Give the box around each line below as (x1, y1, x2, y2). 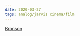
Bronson (5, 25, 22, 31)
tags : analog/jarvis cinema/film (5, 12, 75, 17)
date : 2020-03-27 (5, 7, 41, 12)
